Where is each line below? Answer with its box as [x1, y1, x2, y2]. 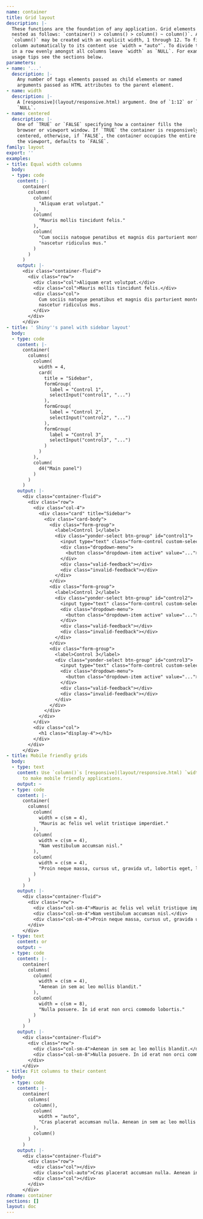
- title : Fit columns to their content [6, 1068, 107, 1075]
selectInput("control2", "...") [49, 415, 131, 421]
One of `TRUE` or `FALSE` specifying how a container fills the [17, 122, 182, 128]
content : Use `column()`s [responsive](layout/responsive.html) [17, 770, 182, 776]
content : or [17, 939, 47, 945]
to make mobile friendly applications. [22, 775, 123, 781]
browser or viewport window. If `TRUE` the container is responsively [17, 127, 199, 133]
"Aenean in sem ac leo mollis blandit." [38, 984, 142, 990]
